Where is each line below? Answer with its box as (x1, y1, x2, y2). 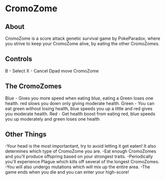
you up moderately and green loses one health (5, 116, 100, 122)
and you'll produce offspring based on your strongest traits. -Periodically (5, 154, 153, 159)
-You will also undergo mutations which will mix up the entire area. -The (5, 164, 150, 170)
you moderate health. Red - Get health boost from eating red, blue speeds (5, 111, 156, 117)
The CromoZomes (5, 82, 62, 91)
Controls (5, 55, 33, 63)
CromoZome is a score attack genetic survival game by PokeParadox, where (5, 35, 161, 41)
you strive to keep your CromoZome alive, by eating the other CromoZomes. (5, 41, 160, 47)
